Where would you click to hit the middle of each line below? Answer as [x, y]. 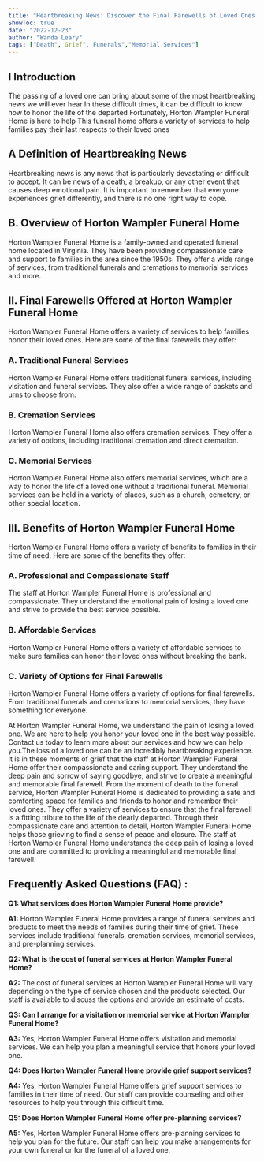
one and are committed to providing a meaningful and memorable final [123, 851]
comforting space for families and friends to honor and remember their [123, 801]
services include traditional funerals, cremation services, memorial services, [132, 935]
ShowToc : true [32, 23]
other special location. [44, 503]
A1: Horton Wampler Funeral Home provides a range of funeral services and [131, 918]
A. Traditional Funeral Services [68, 361]
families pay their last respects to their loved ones [89, 129]
